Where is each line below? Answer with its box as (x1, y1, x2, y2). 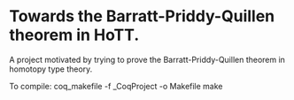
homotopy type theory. (9, 64, 93, 74)
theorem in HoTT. (9, 25, 140, 45)
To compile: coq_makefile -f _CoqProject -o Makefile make (9, 81, 223, 91)
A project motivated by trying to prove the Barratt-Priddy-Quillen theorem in (9, 54, 286, 65)
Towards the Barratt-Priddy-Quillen (9, 6, 275, 27)
